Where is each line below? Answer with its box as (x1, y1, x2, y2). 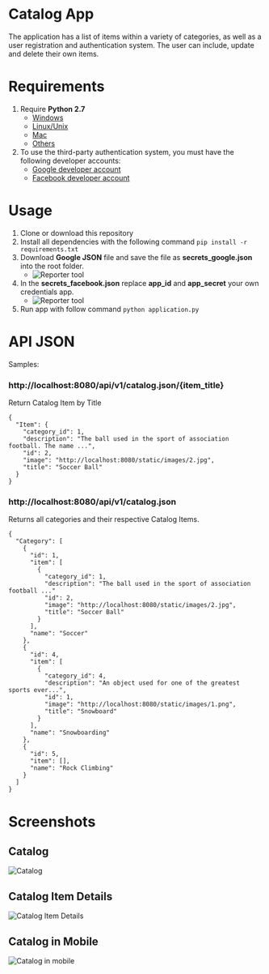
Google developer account (32, 164, 121, 174)
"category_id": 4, (44, 672, 107, 681)
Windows (32, 113, 64, 122)
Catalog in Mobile (8, 934, 99, 948)
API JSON (8, 333, 75, 351)
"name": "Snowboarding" (29, 728, 111, 737)
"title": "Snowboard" (44, 707, 117, 716)
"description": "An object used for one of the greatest (44, 679, 241, 687)
